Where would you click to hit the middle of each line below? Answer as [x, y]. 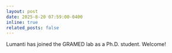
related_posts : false [33, 28]
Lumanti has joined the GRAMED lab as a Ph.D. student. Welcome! [86, 44]
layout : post [22, 11]
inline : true [22, 22]
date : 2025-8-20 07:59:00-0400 [44, 17]
